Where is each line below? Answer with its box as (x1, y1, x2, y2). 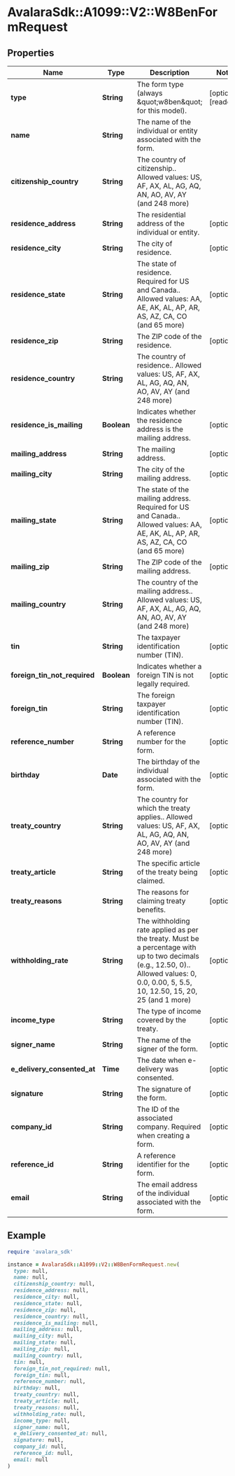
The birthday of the (136, 757, 201, 767)
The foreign (136, 690, 176, 700)
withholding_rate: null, (13, 1410, 86, 1418)
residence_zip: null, (13, 1307, 77, 1314)
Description (150, 68, 190, 77)
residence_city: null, (13, 1293, 80, 1301)
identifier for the (136, 1160, 190, 1169)
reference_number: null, (13, 1378, 86, 1385)
